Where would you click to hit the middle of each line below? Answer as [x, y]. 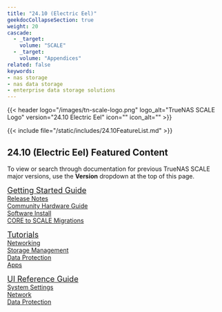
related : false [29, 65]
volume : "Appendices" [50, 59]
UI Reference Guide [43, 279]
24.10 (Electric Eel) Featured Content [88, 152]
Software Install [29, 213]
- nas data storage [35, 84]
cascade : [20, 33]
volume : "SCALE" [43, 45]
